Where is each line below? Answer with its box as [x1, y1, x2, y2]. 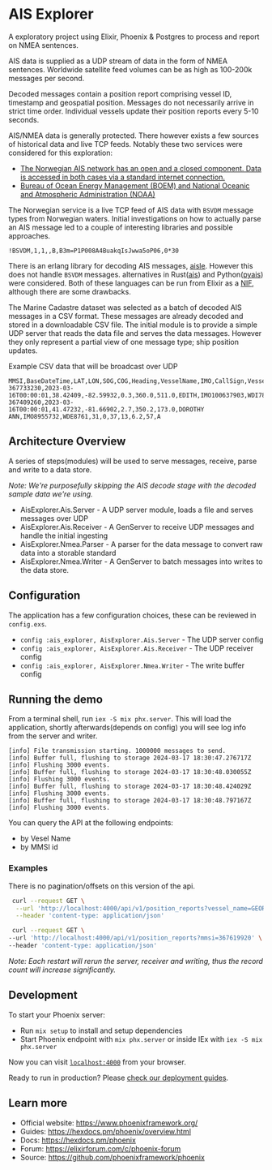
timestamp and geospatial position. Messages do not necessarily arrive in [8, 97, 254, 107]
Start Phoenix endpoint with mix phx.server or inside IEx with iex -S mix [19, 1034, 263, 1043]
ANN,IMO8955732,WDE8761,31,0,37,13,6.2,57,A [8, 412, 161, 420]
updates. [8, 346, 38, 355]
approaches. [8, 230, 51, 240]
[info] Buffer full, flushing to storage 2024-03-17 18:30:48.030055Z [8, 768, 252, 776]
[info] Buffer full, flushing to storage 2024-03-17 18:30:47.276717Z [8, 754, 252, 763]
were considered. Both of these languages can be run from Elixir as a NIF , [8, 277, 255, 288]
